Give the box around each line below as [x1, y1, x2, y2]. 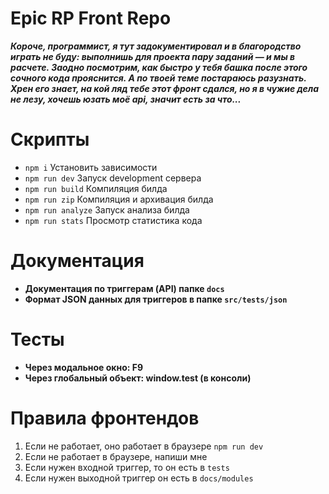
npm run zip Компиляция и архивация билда [24, 193, 214, 205]
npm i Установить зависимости [24, 161, 158, 173]
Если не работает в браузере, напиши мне [24, 450, 208, 462]
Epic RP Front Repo [10, 7, 172, 30]
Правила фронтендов [10, 407, 200, 429]
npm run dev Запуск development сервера [24, 172, 202, 184]
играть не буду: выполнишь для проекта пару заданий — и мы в [10, 50, 296, 62]
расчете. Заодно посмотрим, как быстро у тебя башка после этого [10, 61, 308, 73]
